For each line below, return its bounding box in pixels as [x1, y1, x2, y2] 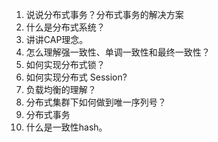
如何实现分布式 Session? [25, 71, 128, 83]
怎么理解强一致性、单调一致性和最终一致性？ [25, 46, 211, 58]
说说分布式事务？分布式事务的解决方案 [25, 9, 184, 20]
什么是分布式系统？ [25, 21, 106, 33]
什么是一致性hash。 [25, 121, 108, 133]
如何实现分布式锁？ [25, 59, 106, 70]
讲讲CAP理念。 [25, 34, 89, 45]
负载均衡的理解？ [25, 84, 97, 95]
